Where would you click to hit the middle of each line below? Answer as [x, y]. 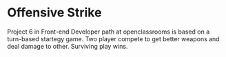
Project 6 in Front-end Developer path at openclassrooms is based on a [109, 32]
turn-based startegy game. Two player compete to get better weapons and [113, 38]
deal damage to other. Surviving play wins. [68, 46]
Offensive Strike [54, 13]
